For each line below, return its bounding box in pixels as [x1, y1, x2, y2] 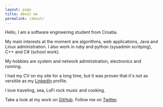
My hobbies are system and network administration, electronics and [5, 59, 142, 64]
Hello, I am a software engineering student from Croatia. [5, 30, 118, 35]
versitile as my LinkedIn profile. [5, 78, 68, 84]
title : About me [5, 12, 38, 16]
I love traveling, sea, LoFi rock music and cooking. [5, 88, 106, 93]
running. [5, 63, 22, 69]
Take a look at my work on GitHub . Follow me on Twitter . [5, 97, 118, 103]
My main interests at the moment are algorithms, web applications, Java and [5, 39, 158, 45]
